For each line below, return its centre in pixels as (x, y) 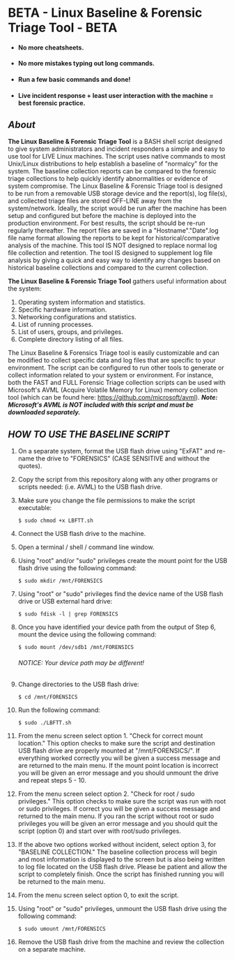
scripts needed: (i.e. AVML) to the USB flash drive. (90, 487)
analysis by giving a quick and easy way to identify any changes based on (114, 261)
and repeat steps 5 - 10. (52, 780)
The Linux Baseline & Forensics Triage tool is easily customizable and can (114, 353)
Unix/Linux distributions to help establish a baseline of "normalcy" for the (113, 164)
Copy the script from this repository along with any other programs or (118, 479)
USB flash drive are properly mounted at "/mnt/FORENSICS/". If (109, 751)
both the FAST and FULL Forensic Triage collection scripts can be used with (117, 383)
